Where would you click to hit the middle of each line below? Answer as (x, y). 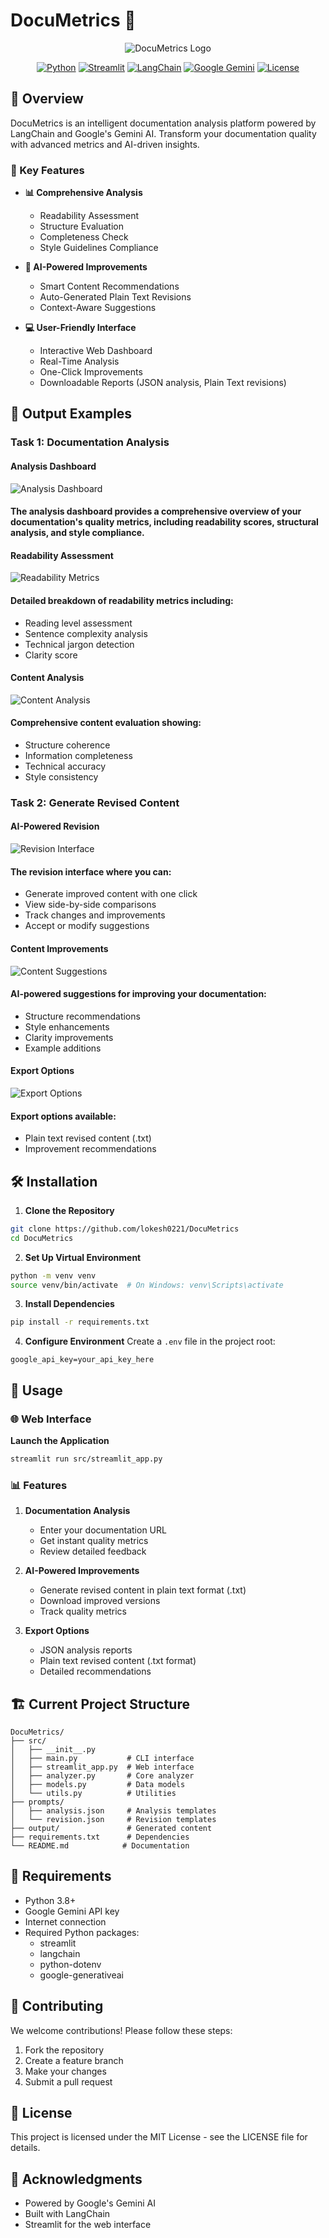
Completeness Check (84, 237)
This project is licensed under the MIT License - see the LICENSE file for (159, 2137)
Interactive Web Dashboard (96, 351)
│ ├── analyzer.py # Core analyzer (102, 1775)
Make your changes (65, 2071)
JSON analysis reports (86, 1650)
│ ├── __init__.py (53, 1749)
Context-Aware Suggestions (98, 308)
